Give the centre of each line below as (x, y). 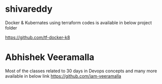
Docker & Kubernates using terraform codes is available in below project (79, 23)
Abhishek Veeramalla (50, 57)
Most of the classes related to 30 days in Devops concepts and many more (81, 71)
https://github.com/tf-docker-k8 (38, 37)
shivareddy (29, 9)
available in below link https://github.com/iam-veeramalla (63, 76)
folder (11, 28)
